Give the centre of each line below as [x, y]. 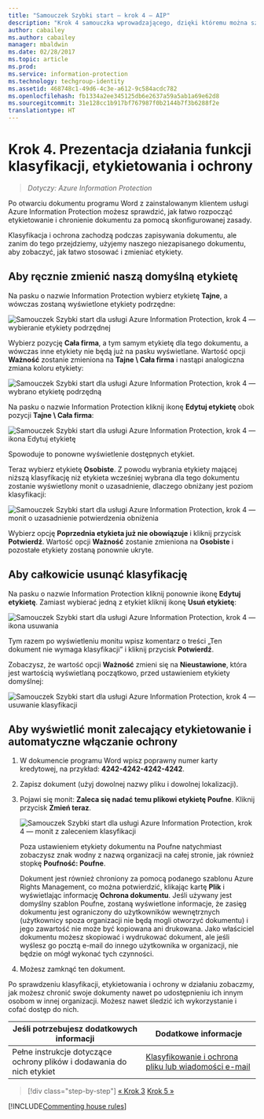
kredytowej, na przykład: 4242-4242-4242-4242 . [102, 769]
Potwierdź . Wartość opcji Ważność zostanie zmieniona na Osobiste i [121, 541]
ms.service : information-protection [68, 74]
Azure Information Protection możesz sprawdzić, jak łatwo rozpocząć [121, 211]
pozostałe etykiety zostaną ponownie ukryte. [81, 550]
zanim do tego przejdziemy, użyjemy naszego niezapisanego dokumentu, [127, 243]
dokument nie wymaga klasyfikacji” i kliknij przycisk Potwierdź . [111, 649]
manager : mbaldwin [38, 45]
